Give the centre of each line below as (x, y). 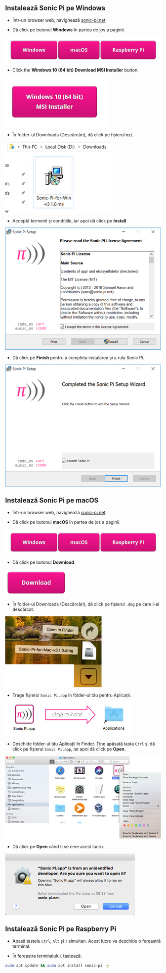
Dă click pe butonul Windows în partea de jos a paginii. (68, 30)
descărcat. (23, 609)
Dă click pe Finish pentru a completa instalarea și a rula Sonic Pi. (78, 357)
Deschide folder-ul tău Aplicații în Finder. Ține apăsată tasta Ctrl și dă (83, 744)
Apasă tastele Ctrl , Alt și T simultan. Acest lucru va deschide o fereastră (86, 941)
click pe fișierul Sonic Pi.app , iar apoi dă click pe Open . (69, 749)
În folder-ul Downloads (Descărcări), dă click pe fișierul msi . (73, 135)
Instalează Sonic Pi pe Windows (55, 8)
